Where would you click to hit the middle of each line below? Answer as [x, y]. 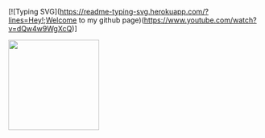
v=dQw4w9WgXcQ [40, 28]
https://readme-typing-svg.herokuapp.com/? [134, 12]
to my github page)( [112, 20]
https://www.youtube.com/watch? [200, 20]
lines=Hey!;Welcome [43, 20]
